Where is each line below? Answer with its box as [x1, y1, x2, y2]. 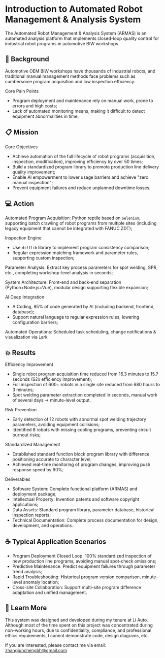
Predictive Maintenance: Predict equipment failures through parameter [12, 563, 156, 569]
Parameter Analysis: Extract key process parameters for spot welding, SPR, [5, 264, 158, 270]
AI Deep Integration [5, 294, 45, 300]
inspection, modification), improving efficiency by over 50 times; [12, 159, 143, 164]
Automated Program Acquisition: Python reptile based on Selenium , [5, 215, 141, 221]
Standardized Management [5, 442, 61, 448]
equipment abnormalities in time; [12, 113, 79, 119]
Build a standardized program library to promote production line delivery [12, 164, 159, 169]
